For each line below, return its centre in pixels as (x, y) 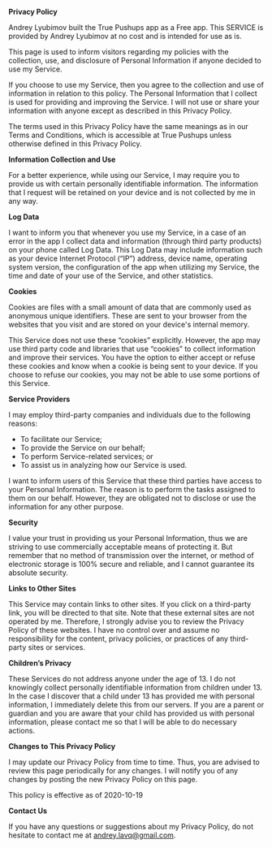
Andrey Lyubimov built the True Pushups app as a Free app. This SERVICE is (136, 27)
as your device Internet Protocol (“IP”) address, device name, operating (128, 258)
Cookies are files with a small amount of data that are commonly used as (130, 307)
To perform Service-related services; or (86, 456)
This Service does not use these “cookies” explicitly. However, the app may (135, 340)
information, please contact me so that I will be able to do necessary (123, 722)
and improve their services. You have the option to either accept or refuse (132, 357)
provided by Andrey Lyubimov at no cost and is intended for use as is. (125, 36)
